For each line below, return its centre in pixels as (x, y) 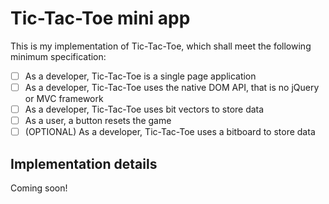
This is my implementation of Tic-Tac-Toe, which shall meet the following (161, 46)
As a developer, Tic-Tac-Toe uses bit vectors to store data (144, 109)
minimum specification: (58, 56)
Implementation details (84, 163)
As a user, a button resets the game (98, 121)
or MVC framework (64, 99)
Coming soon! (39, 188)
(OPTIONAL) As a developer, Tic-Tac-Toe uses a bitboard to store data (170, 132)
